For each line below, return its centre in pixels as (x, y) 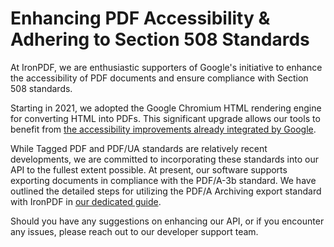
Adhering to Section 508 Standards (160, 39)
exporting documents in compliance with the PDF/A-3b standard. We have (163, 180)
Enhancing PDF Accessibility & (140, 18)
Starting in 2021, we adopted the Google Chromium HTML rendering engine (166, 108)
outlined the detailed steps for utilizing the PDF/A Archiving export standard (166, 191)
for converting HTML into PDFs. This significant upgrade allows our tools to (165, 118)
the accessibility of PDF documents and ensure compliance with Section (159, 78)
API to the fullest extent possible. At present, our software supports (149, 169)
